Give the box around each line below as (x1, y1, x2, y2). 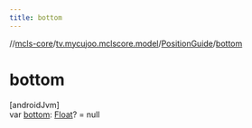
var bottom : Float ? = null (9, 109, 100, 120)
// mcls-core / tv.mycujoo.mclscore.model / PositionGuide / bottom (9, 38, 243, 49)
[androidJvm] (9, 99, 61, 110)
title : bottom (9, 13, 63, 23)
